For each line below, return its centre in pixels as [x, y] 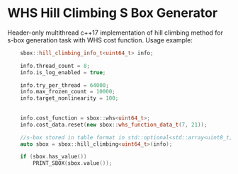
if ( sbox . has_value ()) [53, 157]
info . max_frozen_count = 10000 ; [68, 92]
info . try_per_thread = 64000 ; [65, 85]
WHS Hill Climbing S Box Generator [113, 13]
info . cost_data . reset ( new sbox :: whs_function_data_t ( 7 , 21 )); [114, 124]
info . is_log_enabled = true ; [63, 72]
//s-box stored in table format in [73, 137]
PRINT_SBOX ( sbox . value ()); [73, 163]
